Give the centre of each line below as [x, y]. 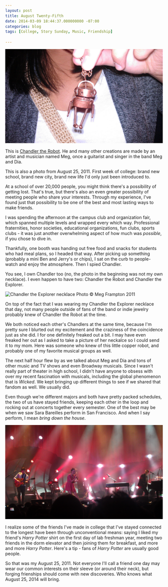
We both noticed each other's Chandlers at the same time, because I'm [78, 324]
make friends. [19, 208]
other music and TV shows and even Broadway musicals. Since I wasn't [79, 366]
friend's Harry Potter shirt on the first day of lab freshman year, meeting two [84, 538]
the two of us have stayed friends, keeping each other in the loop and [77, 402]
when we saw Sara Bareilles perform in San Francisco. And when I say [78, 413]
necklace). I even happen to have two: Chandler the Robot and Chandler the [83, 279]
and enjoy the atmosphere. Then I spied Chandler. [70, 264]
